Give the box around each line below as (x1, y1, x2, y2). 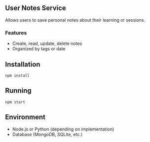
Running (5, 86, 32, 95)
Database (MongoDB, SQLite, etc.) (12, 131, 83, 137)
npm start (5, 100, 26, 105)
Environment (5, 113, 46, 121)
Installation (5, 60, 40, 69)
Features (5, 29, 27, 36)
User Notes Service (5, 4, 67, 12)
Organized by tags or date (12, 46, 66, 52)
